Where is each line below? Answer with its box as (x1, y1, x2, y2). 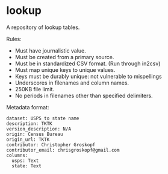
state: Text (11, 163, 42, 169)
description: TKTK (6, 120, 52, 127)
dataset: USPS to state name (6, 115, 79, 121)
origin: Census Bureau (6, 131, 63, 137)
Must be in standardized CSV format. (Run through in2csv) (14, 60, 161, 67)
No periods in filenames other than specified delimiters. (14, 92, 153, 99)
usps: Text (11, 158, 39, 164)
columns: (6, 152, 28, 158)
